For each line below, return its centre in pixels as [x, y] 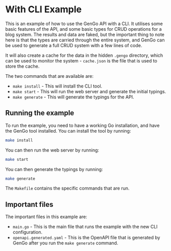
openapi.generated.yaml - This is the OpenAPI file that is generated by [86, 238]
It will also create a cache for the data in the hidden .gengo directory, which [84, 55]
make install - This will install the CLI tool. [57, 86]
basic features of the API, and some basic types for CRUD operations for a [83, 29]
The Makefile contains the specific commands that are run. [67, 189]
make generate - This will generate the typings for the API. [73, 97]
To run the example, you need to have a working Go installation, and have [82, 125]
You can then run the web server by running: [52, 150]
